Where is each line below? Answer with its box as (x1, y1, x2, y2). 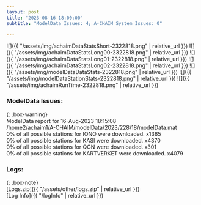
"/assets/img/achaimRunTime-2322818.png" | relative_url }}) (6, 81, 159, 89)
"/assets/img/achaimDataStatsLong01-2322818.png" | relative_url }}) (14, 56, 188, 63)
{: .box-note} (6, 179, 38, 186)
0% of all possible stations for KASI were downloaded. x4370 (6, 136, 161, 144)
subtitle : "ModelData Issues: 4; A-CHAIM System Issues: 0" (6, 20, 163, 26)
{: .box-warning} (6, 111, 48, 118)
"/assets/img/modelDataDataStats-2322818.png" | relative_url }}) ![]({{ (14, 69, 191, 76)
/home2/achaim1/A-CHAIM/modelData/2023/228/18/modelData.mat (6, 124, 177, 131)
